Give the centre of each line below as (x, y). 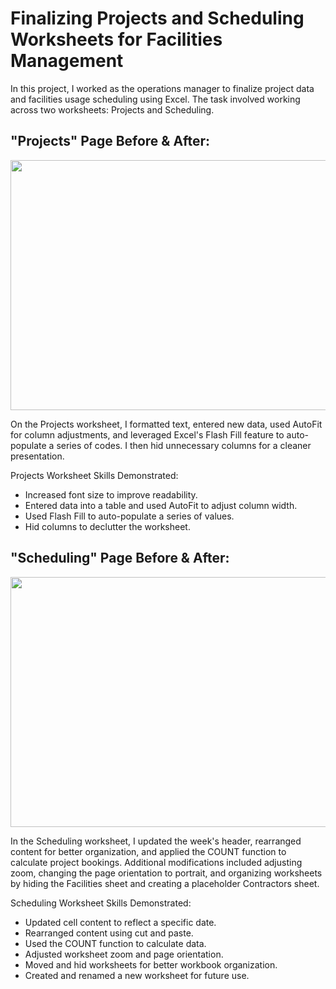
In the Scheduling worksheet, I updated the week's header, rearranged (156, 841)
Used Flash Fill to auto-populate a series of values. (129, 516)
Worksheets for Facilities (116, 39)
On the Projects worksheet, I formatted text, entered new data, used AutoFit (166, 424)
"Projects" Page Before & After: (110, 141)
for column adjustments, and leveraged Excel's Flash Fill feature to (147, 434)
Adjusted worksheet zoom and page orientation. (124, 954)
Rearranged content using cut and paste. (109, 933)
